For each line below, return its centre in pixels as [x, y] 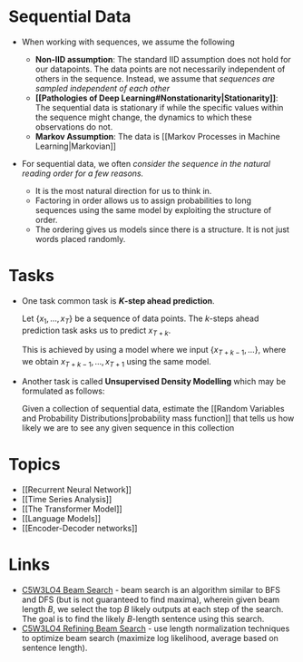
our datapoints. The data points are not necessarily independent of [160, 69]
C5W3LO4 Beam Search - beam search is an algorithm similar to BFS [151, 589]
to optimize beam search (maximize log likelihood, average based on [150, 638]
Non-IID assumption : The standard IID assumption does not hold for [163, 59]
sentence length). [54, 647]
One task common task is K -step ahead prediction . [118, 300]
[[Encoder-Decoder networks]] [79, 528]
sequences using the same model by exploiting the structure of [153, 209]
